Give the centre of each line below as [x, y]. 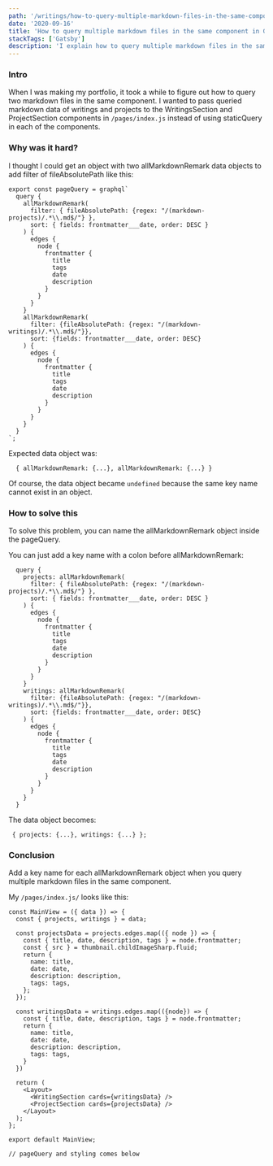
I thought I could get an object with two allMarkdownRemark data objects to [135, 165]
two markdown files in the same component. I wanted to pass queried [125, 101]
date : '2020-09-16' [41, 24]
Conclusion [32, 855]
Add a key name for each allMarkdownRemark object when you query [125, 873]
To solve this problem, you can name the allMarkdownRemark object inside [134, 531]
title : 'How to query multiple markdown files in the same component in [134, 31]
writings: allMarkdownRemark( [74, 691]
